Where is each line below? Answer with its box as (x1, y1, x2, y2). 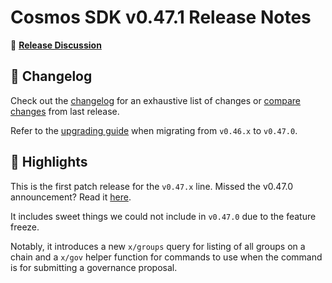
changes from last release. (10, 105, 120, 117)
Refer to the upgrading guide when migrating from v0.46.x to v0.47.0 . (10, 124, 298, 136)
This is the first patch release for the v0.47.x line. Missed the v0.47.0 (10, 180, 294, 192)
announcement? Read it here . (10, 191, 132, 203)
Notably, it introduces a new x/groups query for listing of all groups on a (10, 240, 306, 252)
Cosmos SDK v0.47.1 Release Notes (10, 6, 312, 29)
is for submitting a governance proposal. (10, 261, 178, 273)
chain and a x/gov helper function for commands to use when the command (10, 251, 323, 263)
